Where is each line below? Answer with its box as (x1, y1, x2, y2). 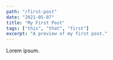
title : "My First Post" (6, 20, 65, 26)
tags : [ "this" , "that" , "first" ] (6, 25, 89, 31)
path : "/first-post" (6, 8, 58, 15)
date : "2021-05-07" (6, 14, 55, 20)
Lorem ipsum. (6, 47, 40, 54)
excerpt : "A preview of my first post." (6, 31, 108, 37)
